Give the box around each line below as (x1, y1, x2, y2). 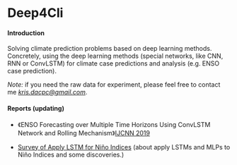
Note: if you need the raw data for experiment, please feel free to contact (7, 80, 221, 89)
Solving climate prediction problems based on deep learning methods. (7, 44, 212, 53)
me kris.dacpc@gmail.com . (7, 88, 88, 97)
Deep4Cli (7, 5, 64, 21)
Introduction (7, 28, 45, 37)
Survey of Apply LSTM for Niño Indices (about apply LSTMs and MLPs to (17, 142, 231, 151)
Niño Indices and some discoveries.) (17, 150, 125, 159)
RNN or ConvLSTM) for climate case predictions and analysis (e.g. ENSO (7, 59, 220, 68)
